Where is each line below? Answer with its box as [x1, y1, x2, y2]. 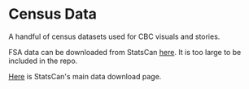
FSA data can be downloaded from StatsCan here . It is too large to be [8, 47, 242, 57]
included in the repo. [8, 56, 78, 66]
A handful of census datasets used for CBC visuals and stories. [8, 32, 221, 41]
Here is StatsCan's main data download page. [8, 71, 162, 81]
